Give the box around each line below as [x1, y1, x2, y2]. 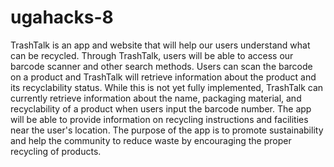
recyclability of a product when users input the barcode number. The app [10, 102, 312, 115]
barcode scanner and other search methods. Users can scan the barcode [10, 60, 313, 72]
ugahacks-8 [10, 6, 114, 29]
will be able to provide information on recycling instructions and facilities [10, 113, 309, 125]
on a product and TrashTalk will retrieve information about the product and [10, 71, 317, 83]
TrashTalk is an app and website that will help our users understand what [10, 39, 311, 51]
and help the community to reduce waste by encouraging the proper [10, 134, 292, 146]
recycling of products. [10, 145, 102, 157]
